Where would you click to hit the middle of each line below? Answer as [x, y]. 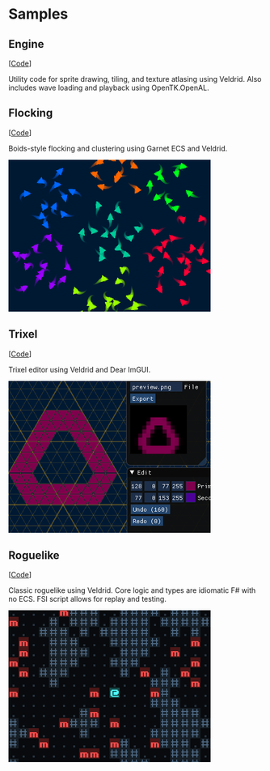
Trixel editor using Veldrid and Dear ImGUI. [80, 369]
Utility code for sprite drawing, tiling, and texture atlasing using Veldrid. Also [135, 79]
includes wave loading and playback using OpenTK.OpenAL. [109, 87]
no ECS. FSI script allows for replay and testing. [88, 599]
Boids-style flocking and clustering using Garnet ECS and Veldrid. [118, 148]
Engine [26, 44]
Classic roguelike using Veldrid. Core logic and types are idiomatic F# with [132, 590]
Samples [38, 14]
